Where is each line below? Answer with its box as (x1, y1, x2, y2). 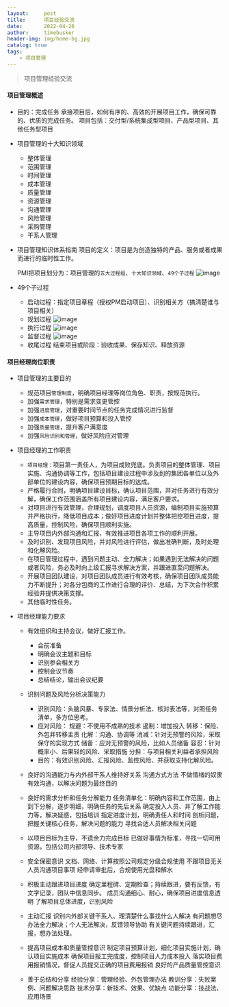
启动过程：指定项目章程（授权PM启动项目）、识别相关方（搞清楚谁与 (27, 297, 220, 306)
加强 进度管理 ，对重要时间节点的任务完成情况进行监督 (27, 406, 174, 414)
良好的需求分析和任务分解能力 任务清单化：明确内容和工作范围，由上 (27, 794, 221, 802)
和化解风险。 (27, 546, 64, 555)
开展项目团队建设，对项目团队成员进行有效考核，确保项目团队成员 (27, 572, 213, 580)
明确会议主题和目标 (37, 650, 92, 658)
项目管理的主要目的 (16, 374, 72, 382)
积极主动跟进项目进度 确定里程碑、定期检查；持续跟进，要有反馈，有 (27, 880, 221, 888)
